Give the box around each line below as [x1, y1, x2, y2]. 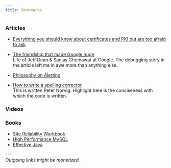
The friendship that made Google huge [12, 51, 94, 57]
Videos [5, 105, 23, 112]
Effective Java [12, 141, 43, 148]
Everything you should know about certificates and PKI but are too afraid [12, 36, 166, 42]
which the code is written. [12, 92, 67, 99]
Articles [5, 24, 26, 31]
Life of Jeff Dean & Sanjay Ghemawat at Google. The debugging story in [12, 57, 165, 63]
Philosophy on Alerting [12, 72, 61, 78]
